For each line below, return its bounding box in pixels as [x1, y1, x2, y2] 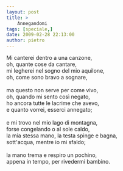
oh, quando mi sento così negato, [6, 93, 90, 100]
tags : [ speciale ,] [6, 26, 53, 32]
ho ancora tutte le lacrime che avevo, [6, 100, 99, 107]
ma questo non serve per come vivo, [6, 87, 99, 93]
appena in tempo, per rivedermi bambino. [6, 158, 111, 165]
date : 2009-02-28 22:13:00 [6, 32, 75, 38]
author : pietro [6, 37, 45, 43]
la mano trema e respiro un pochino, [6, 151, 97, 159]
